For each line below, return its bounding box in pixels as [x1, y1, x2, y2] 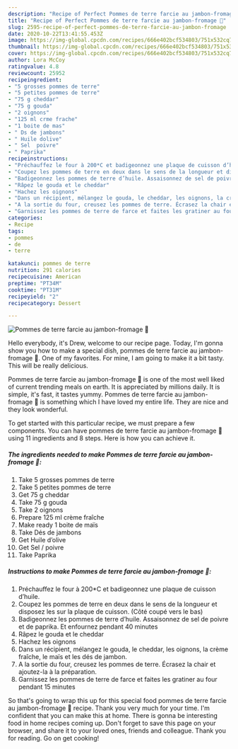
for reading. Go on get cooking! [8, 734, 100, 743]
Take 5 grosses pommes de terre [18, 476, 115, 484]
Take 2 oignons [18, 505, 64, 514]
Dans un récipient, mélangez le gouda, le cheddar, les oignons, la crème [18, 645, 229, 653]
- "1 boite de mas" [8, 122, 66, 130]
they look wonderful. [8, 405, 69, 414]
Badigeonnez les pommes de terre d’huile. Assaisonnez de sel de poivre [18, 615, 229, 624]
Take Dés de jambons [18, 528, 82, 537]
